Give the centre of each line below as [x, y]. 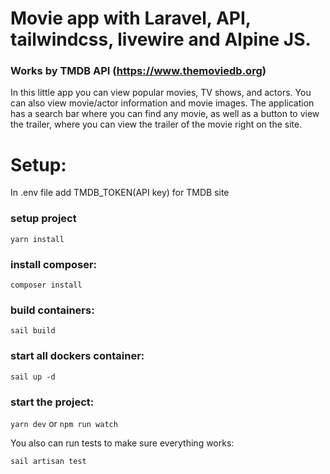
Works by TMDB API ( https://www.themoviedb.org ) [138, 71]
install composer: [54, 264]
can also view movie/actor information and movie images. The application [162, 103]
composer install [46, 285]
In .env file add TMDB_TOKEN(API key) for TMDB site [120, 193]
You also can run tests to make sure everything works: [122, 443]
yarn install [37, 239]
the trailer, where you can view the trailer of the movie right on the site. [156, 124]
